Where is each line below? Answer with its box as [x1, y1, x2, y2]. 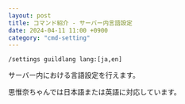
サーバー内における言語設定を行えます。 [8, 71, 141, 80]
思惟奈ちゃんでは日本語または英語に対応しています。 [8, 87, 181, 97]
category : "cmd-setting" [8, 33, 91, 42]
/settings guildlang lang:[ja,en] [8, 56, 123, 64]
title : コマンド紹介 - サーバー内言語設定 [8, 19, 133, 27]
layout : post [8, 11, 52, 20]
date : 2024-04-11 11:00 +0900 [8, 26, 109, 34]
